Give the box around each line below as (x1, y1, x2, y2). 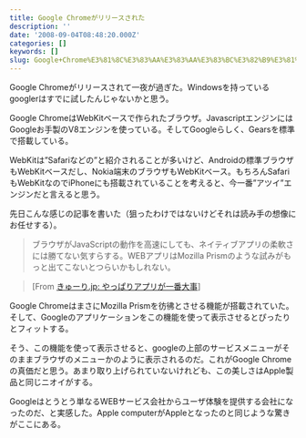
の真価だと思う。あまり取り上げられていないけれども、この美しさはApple (9, 365, 286, 376)
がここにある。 (9, 419, 66, 429)
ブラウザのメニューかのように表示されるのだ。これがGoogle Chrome (33, 354, 292, 364)
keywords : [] (9, 47, 59, 56)
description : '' (9, 22, 71, 31)
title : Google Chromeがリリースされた (9, 13, 146, 23)
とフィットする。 (9, 323, 74, 333)
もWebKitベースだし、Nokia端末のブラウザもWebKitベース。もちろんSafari (9, 166, 290, 177)
